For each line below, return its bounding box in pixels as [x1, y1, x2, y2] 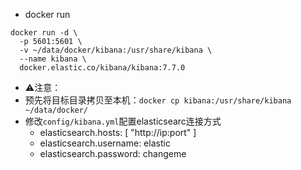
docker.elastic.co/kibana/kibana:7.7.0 [19, 63, 186, 73]
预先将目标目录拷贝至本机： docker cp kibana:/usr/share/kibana [24, 94, 292, 106]
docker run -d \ [10, 28, 78, 38]
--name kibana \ [19, 54, 87, 64]
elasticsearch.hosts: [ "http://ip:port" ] [39, 127, 197, 138]
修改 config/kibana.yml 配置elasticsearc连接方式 [24, 115, 222, 127]
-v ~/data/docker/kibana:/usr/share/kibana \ [19, 45, 213, 55]
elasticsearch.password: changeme [39, 148, 187, 159]
